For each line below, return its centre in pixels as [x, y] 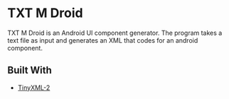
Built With [30, 70]
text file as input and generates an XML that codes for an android [103, 40]
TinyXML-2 [34, 88]
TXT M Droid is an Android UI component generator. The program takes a [115, 33]
